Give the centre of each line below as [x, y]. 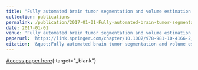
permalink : [19, 22]
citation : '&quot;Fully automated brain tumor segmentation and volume [96, 44]
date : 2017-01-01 [27, 28]
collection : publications [38, 17]
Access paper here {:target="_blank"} [51, 60]
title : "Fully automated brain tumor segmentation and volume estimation [99, 11]
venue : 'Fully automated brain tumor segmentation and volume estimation [99, 33]
